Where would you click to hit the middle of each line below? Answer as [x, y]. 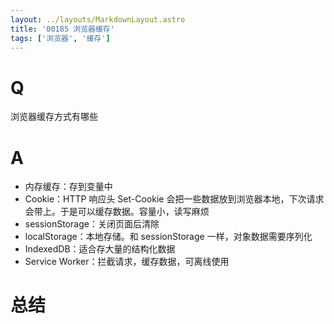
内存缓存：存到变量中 [68, 187]
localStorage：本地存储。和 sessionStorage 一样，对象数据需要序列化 [168, 237]
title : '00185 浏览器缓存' [62, 29]
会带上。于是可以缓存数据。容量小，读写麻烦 [117, 212]
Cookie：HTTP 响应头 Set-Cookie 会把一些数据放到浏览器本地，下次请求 [174, 199]
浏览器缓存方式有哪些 [54, 117]
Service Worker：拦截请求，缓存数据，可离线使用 [127, 262]
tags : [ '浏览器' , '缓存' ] [60, 38]
